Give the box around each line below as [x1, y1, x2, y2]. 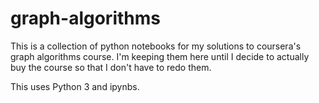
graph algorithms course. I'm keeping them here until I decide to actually [10, 50, 310, 62]
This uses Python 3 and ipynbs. [10, 80, 140, 92]
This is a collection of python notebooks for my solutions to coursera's [10, 40, 302, 52]
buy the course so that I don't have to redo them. [10, 61, 212, 73]
